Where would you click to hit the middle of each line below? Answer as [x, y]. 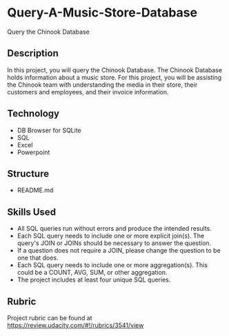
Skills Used [32, 212]
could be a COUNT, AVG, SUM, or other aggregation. [92, 273]
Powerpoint [33, 152]
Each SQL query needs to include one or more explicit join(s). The [111, 236]
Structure [28, 174]
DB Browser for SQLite [49, 130]
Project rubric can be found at [50, 318]
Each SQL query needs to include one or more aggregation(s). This [112, 265]
